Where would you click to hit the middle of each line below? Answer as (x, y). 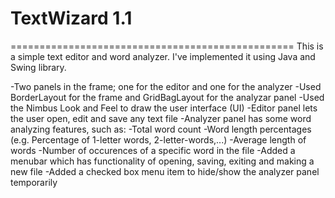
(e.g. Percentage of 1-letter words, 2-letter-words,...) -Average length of (158, 139)
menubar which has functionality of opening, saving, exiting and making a (162, 161)
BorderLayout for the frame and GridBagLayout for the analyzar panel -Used (167, 97)
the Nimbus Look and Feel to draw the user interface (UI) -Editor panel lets (164, 108)
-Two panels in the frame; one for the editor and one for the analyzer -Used (166, 86)
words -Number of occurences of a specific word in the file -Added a (153, 150)
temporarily (34, 182)
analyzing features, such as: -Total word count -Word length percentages (161, 129)
